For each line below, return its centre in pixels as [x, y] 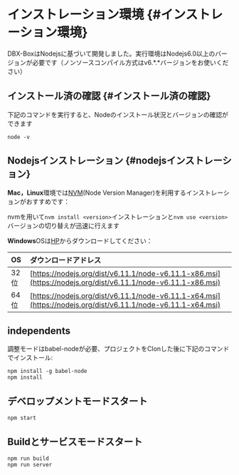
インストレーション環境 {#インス [103, 15]
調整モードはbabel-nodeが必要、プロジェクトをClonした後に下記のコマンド [118, 349]
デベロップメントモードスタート [78, 401]
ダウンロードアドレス [65, 260]
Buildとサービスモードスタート [75, 442]
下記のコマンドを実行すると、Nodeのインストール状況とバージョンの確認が [118, 114]
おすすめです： [48, 201]
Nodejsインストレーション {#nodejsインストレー [115, 161]
